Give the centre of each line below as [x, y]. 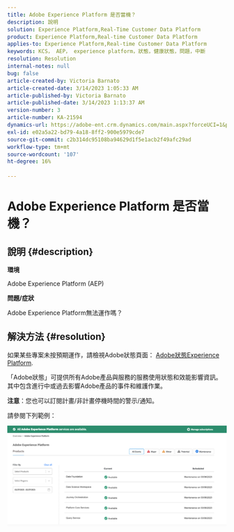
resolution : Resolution [42, 59]
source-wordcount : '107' [43, 154]
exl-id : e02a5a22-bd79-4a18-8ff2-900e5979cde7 [76, 132]
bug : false [23, 73]
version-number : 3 [34, 110]
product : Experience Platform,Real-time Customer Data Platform [102, 37]
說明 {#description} [50, 252]
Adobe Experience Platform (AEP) [56, 283]
